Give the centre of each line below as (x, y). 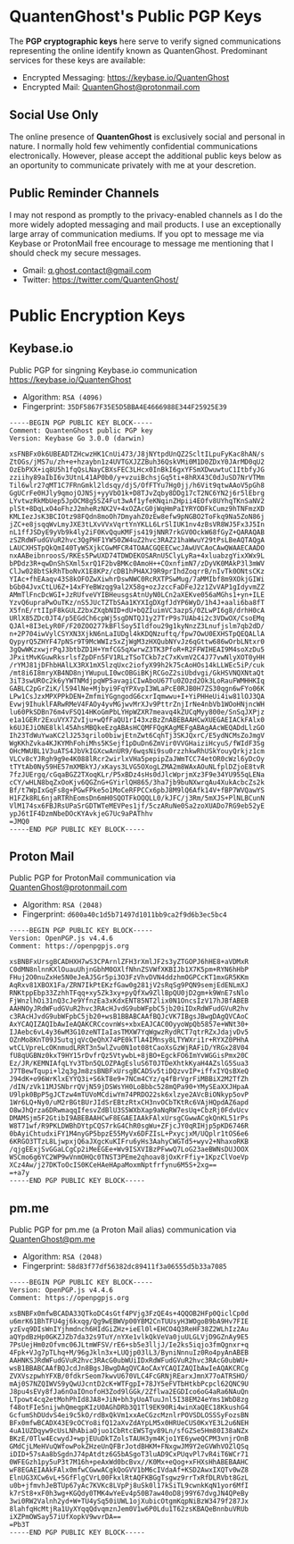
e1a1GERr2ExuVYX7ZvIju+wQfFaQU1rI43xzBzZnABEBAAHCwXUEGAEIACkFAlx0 (137, 720)
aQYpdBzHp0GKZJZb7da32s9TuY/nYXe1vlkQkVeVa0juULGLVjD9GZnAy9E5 (129, 1338)
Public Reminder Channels (84, 193)
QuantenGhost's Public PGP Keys (136, 17)
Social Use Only (54, 115)
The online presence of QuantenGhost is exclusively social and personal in (147, 137)
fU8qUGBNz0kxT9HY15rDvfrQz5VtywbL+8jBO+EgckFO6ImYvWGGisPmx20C (129, 1056)
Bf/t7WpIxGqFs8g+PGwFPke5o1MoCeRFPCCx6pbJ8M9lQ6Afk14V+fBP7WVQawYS (137, 790)
